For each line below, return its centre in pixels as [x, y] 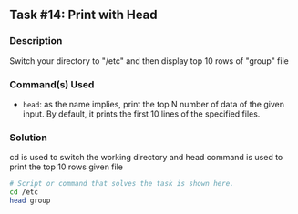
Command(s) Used [52, 84]
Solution [29, 138]
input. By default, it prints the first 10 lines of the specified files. [141, 114]
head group [30, 201]
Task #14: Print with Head [83, 15]
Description [36, 41]
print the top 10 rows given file [66, 167]
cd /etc [24, 192]
